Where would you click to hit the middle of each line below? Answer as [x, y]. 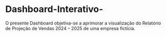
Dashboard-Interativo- [54, 9]
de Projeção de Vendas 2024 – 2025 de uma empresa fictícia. [70, 28]
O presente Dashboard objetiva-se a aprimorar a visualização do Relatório [83, 23]
